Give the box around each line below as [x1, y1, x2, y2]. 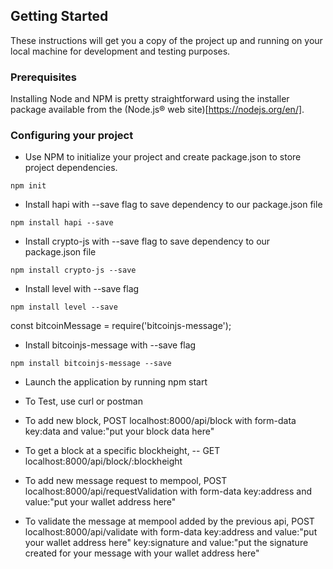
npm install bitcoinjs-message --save [10, 359, 172, 369]
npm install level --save [10, 302, 118, 313]
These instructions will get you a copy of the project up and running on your [10, 34, 323, 46]
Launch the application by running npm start [24, 376, 208, 388]
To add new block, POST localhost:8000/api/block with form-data [24, 415, 297, 427]
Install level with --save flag [24, 283, 140, 295]
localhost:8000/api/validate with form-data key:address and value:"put [24, 526, 318, 538]
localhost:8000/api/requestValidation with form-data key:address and [24, 485, 313, 498]
